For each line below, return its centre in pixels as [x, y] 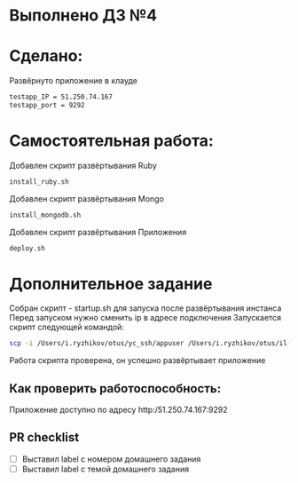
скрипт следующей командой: [67, 327]
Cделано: [46, 56]
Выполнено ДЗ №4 [83, 16]
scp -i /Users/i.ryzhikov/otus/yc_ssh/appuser [97, 344]
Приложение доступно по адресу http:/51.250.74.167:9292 [118, 410]
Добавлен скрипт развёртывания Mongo [86, 198]
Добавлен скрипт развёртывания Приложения [98, 232]
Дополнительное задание [111, 284]
